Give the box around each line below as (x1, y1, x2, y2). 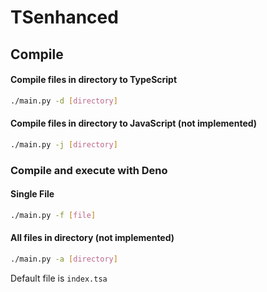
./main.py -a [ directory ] (10, 254, 118, 264)
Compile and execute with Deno (10, 163, 168, 177)
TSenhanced (10, 6, 119, 29)
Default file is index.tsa (10, 272, 108, 284)
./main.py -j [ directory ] (10, 139, 118, 150)
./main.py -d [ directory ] (10, 96, 118, 106)
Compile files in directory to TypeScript (10, 74, 178, 86)
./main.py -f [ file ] (10, 210, 97, 220)
